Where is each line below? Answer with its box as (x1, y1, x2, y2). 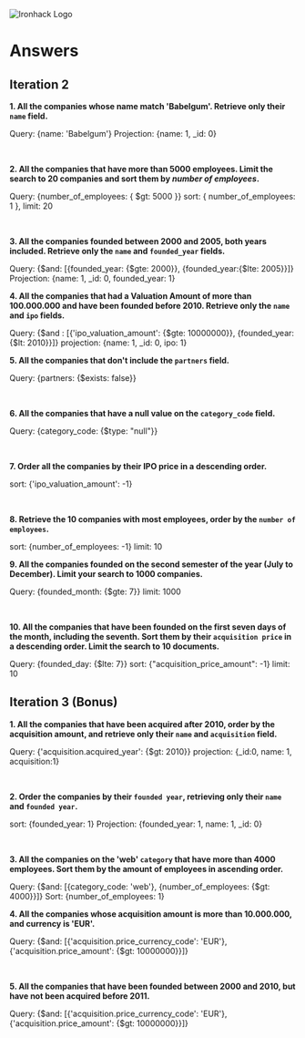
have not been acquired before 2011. (9, 990, 150, 1002)
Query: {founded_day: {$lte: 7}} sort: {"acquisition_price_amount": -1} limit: (9, 659, 290, 669)
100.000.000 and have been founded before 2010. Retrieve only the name (9, 301, 290, 311)
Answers (9, 41, 79, 61)
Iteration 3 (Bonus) (9, 694, 118, 710)
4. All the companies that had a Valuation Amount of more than (9, 291, 252, 301)
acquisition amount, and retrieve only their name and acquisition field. (9, 728, 278, 739)
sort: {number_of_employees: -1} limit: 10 (9, 541, 163, 551)
